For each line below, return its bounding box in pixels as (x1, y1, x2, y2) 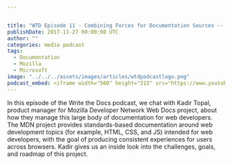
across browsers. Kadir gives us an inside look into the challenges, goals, (7, 142, 216, 151)
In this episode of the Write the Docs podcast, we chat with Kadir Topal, (7, 98, 211, 107)
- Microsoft (13, 67, 48, 74)
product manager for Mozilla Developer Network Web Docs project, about (7, 106, 217, 114)
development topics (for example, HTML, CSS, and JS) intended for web (7, 128, 213, 136)
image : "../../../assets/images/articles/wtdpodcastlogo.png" (7, 73, 190, 80)
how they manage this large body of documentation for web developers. (7, 113, 213, 121)
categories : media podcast (7, 41, 85, 48)
